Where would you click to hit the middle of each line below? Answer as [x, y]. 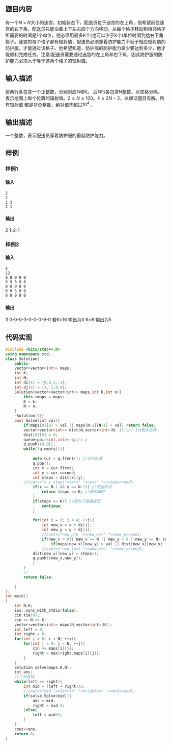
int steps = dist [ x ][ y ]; [59, 477]
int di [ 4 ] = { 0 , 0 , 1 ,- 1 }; [41, 383]
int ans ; [24, 672]
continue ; [52, 506]
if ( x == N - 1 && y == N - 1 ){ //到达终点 [72, 487]
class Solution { [22, 359]
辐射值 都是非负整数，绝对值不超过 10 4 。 [52, 104]
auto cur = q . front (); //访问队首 [67, 459]
